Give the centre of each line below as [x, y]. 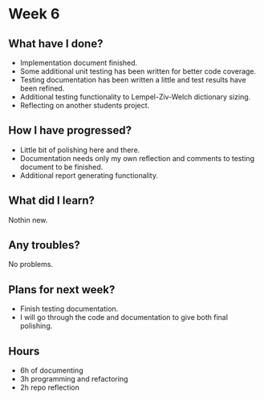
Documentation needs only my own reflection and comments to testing [137, 158]
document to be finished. [61, 167]
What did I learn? [51, 201]
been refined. [42, 88]
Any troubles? [44, 245]
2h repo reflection [50, 388]
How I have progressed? [70, 130]
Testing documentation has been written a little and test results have [133, 80]
